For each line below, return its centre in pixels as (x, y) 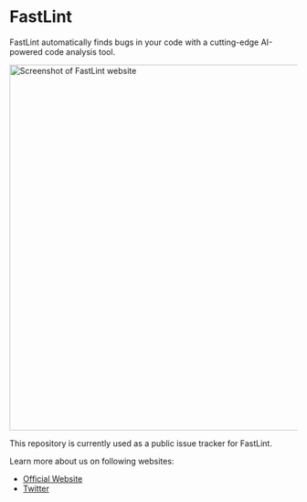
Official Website (53, 478)
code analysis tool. (80, 51)
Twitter (36, 488)
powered (26, 51)
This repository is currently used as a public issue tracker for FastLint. (141, 443)
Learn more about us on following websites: (92, 461)
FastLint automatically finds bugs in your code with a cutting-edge (134, 42)
